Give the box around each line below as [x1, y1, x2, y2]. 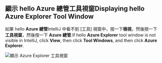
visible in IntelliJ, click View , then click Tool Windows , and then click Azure [5, 37, 157, 43]
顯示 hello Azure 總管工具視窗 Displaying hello [5, 4, 145, 13]
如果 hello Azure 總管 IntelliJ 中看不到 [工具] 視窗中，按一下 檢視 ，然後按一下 [5, 26, 158, 31]
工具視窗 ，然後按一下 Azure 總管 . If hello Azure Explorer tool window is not [5, 32, 156, 38]
